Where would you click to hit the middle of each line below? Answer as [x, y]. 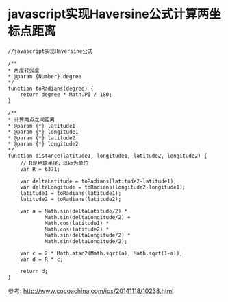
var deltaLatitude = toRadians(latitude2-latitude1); [98, 181]
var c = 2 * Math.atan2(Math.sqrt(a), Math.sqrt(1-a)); [102, 253]
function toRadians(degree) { [51, 89]
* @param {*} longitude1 [43, 132]
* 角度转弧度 [24, 70]
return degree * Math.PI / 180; [66, 94]
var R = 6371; [40, 169]
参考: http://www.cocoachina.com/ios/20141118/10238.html [91, 291]
